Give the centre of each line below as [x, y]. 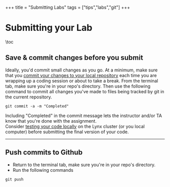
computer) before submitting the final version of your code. [67, 132]
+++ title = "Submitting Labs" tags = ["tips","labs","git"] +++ [68, 7]
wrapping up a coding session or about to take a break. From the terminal [82, 81]
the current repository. [29, 97]
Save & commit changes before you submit [74, 58]
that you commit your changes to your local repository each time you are [81, 75]
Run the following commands [43, 170]
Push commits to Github [44, 152]
